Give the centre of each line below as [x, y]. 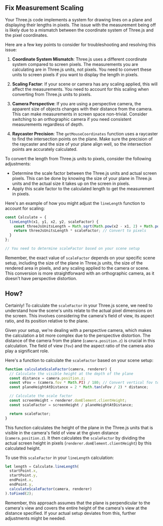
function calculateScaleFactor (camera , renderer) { [58, 369]
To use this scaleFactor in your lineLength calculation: [59, 458]
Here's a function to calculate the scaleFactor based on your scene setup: [79, 360]
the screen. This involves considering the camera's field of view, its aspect [80, 315]
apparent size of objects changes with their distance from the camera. [82, 109]
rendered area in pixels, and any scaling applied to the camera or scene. [77, 268]
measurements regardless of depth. [48, 124]
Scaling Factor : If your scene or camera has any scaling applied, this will [85, 84]
